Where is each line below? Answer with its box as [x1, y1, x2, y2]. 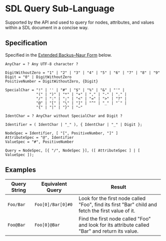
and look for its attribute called [78, 221, 150, 228]
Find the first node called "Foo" [78, 215, 151, 222]
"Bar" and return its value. [78, 228, 139, 235]
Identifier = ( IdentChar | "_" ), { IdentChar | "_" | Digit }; [5, 122, 142, 127]
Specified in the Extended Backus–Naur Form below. [5, 52, 112, 58]
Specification [5, 39, 47, 47]
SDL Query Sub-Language [5, 3, 115, 14]
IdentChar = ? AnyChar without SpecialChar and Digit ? [5, 113, 123, 119]
